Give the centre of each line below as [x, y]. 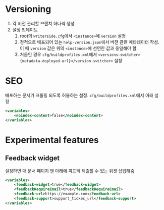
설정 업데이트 [25, 29]
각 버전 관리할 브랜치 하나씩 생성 [43, 23]
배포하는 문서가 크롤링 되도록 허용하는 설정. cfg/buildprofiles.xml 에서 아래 [79, 95]
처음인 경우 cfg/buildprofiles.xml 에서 [58, 54]
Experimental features [52, 140]
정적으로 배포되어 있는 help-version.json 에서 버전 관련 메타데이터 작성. [89, 42]
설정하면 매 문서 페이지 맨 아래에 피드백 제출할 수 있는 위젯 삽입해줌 [70, 171]
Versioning [28, 9]
